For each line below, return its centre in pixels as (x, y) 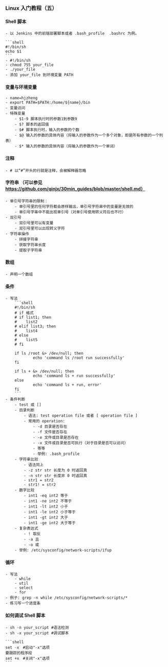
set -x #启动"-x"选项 (28, 647)
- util (22, 583)
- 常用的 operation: (45, 421)
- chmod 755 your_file (29, 65)
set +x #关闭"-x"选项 (28, 658)
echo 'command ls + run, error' (67, 385)
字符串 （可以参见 (24, 182)
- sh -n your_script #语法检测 (37, 627)
